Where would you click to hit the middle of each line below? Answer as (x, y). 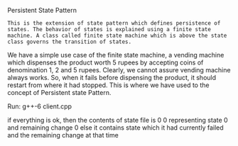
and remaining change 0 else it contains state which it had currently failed (115, 128)
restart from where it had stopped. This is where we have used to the (108, 85)
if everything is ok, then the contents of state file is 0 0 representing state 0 (118, 120)
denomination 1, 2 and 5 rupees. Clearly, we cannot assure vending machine (119, 70)
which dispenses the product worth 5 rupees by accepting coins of (106, 62)
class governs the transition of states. (70, 42)
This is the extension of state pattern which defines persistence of (114, 23)
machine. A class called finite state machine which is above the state (117, 35)
